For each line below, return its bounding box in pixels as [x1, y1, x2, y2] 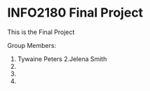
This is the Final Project [7, 28, 75, 36]
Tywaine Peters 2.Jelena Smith [17, 54, 107, 63]
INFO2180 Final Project [7, 5, 144, 21]
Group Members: [7, 41, 57, 49]
